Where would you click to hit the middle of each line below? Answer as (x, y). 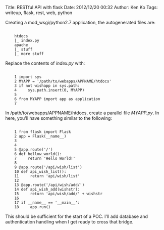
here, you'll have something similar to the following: (59, 118)
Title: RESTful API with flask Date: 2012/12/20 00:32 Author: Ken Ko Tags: (81, 7)
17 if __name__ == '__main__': (47, 203)
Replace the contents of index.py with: (45, 63)
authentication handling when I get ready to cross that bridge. (69, 222)
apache (21, 45)
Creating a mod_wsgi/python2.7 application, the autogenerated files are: (80, 22)
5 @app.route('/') (34, 150)
